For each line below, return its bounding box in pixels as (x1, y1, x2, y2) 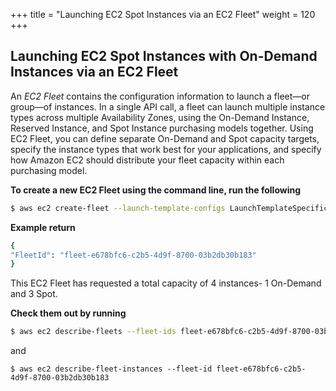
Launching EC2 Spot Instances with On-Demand (10, 48, 318, 65)
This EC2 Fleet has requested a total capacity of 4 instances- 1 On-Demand (10, 277, 322, 289)
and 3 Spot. (10, 288, 58, 300)
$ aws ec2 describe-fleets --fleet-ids (10, 327, 177, 337)
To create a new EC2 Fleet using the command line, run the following (10, 184, 302, 196)
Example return (10, 221, 76, 233)
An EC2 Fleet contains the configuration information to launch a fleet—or (10, 90, 310, 102)
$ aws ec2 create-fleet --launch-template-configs (10, 203, 226, 213)
